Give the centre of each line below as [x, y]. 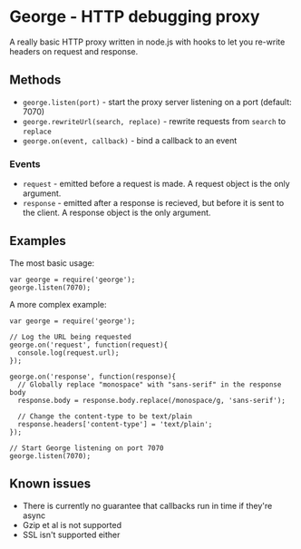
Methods [35, 80]
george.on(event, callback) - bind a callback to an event [130, 140]
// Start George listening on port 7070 [87, 448]
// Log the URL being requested [70, 337]
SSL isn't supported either [71, 534]
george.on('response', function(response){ [93, 377]
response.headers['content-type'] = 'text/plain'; [115, 424]
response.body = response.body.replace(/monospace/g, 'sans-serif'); [151, 400]
